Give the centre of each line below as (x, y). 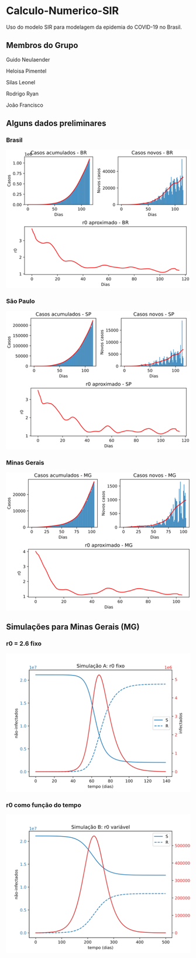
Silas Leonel (21, 82)
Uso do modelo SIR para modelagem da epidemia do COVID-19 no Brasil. (94, 27)
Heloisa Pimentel (26, 71)
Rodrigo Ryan (23, 93)
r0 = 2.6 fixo (24, 644)
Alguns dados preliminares (56, 123)
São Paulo (20, 301)
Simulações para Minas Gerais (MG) (73, 627)
